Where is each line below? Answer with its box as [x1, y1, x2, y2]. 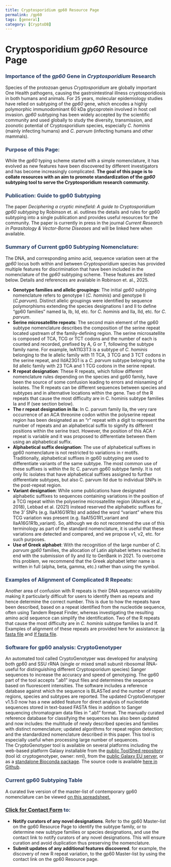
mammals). [5, 133, 29, 139]
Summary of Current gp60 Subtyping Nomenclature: [5, 244, 139, 251]
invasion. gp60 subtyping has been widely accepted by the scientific [5, 111, 150, 117]
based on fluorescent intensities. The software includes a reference [5, 683, 148, 689]
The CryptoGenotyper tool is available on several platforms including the [5, 742, 158, 749]
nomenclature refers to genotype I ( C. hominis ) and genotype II [12, 292, 146, 298]
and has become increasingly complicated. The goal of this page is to [5, 168, 153, 175]
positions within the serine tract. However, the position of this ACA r [12, 427, 155, 434]
